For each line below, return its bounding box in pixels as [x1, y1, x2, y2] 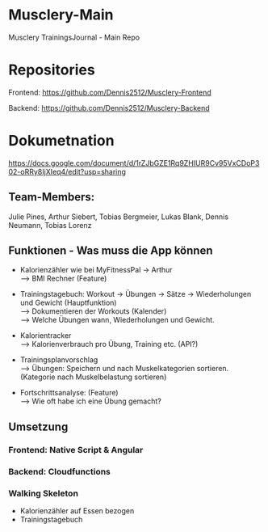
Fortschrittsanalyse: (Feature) [19, 388, 119, 398]
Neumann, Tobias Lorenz [8, 220, 92, 230]
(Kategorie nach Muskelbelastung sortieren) [19, 372, 167, 382]
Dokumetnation [8, 132, 115, 150]
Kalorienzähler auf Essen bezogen [19, 505, 135, 515]
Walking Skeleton [8, 488, 79, 499]
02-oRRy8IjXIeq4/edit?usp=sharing [8, 167, 127, 176]
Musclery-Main [8, 6, 114, 24]
